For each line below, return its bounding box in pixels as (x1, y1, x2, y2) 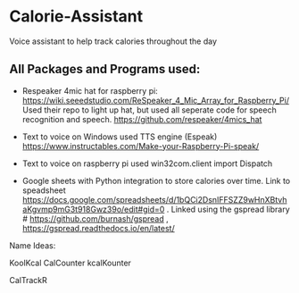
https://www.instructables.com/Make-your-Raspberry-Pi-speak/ (21, 140, 260, 151)
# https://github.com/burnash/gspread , (21, 213, 170, 224)
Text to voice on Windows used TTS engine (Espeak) (21, 131, 218, 142)
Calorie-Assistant (9, 6, 144, 27)
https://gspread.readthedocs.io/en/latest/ (21, 222, 176, 233)
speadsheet (21, 185, 67, 196)
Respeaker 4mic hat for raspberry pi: (21, 85, 158, 96)
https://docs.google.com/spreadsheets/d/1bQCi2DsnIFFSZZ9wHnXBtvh (21, 194, 287, 205)
